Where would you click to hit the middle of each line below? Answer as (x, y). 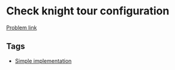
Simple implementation (43, 60)
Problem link (22, 28)
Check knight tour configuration (88, 11)
